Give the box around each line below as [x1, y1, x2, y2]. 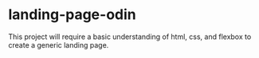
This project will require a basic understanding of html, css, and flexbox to [8, 32, 252, 41]
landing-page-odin [8, 6, 137, 24]
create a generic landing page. [8, 40, 109, 49]
